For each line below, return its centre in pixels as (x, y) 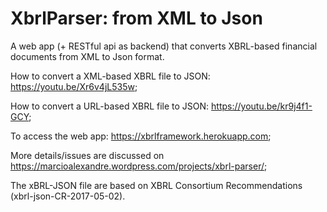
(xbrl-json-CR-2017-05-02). (68, 196)
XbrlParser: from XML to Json (136, 18)
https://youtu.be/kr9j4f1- (262, 106)
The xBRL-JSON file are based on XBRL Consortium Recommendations (156, 185)
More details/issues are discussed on (87, 155)
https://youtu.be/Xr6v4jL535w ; (74, 86)
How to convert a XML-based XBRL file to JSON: (110, 76)
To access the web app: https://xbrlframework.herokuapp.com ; (141, 136)
